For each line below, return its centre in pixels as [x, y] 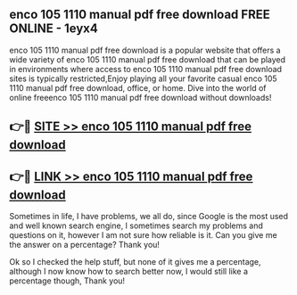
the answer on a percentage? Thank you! [85, 245]
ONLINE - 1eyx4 [54, 29]
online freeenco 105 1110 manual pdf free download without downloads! [140, 97]
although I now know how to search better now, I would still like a [128, 272]
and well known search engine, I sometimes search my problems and [136, 225]
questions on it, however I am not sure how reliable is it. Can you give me [144, 235]
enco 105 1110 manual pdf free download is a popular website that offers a [145, 50]
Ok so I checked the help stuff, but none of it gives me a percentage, [135, 262]
